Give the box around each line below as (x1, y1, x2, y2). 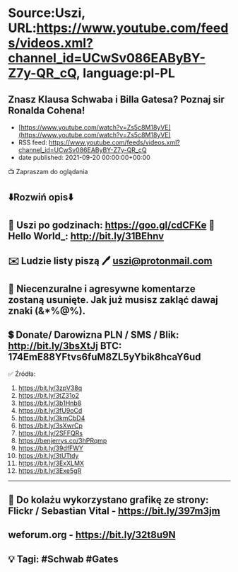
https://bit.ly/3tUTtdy (18, 452, 79, 460)
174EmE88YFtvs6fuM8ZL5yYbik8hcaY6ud (8, 350, 201, 362)
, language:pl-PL (76, 65, 176, 81)
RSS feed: (18, 138, 48, 147)
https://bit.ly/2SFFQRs (18, 429, 83, 437)
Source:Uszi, (8, 5, 85, 21)
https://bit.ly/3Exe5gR (18, 467, 82, 475)
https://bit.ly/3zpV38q (18, 384, 83, 392)
